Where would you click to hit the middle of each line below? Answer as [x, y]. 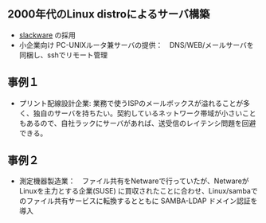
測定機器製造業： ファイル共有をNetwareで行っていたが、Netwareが [134, 181]
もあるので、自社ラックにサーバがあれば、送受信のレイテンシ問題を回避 [137, 123]
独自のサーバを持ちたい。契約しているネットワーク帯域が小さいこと [145, 113]
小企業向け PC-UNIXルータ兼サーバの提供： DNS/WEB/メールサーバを [136, 45]
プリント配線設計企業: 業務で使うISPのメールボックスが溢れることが [131, 103]
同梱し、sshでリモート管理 [63, 55]
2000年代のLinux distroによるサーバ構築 [109, 14]
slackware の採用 [47, 35]
